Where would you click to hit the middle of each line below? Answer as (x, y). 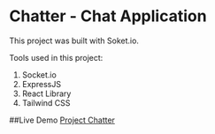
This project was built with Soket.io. (74, 41)
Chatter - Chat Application (108, 16)
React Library (46, 93)
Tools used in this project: (56, 57)
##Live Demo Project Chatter (62, 120)
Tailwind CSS (46, 102)
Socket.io (39, 74)
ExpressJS (42, 84)
